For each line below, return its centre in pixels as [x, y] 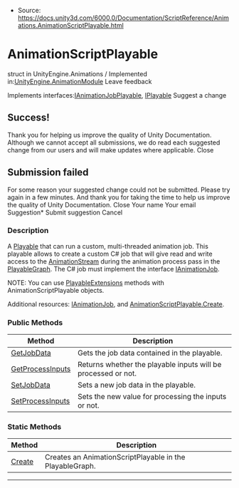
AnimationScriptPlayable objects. [56, 290]
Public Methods [35, 322]
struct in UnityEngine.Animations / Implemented [78, 73]
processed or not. [107, 373]
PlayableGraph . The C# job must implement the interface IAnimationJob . [113, 269]
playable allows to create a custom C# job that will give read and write [110, 254]
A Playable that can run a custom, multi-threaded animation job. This [108, 246]
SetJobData [31, 385]
